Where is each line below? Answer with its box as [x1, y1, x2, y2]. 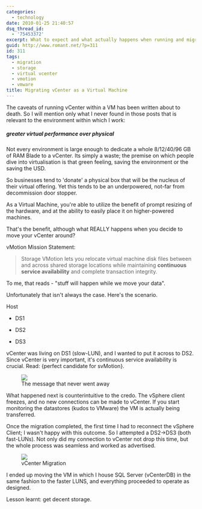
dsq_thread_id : [6, 25, 44, 32]
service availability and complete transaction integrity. [20, 267, 158, 275]
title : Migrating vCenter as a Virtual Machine [6, 87, 128, 93]
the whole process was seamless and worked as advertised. [6, 442, 156, 449]
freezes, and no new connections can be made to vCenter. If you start [6, 398, 180, 405]
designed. [6, 484, 31, 491]
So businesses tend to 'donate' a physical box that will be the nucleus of [6, 176, 185, 184]
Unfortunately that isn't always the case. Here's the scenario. [6, 291, 158, 298]
